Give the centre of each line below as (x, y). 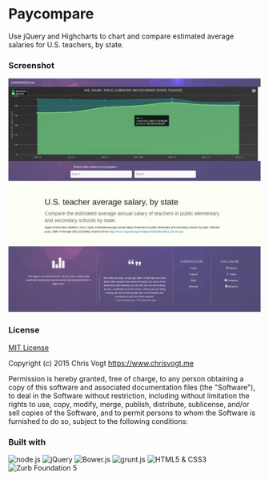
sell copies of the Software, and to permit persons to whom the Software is (132, 413)
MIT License (29, 347)
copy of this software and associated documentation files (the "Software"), (132, 387)
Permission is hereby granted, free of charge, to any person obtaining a (126, 378)
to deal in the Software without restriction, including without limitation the (129, 395)
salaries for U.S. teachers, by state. (66, 44)
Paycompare (51, 14)
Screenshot (31, 65)
